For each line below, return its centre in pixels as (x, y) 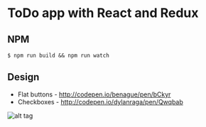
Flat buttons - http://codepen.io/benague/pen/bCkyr (94, 94)
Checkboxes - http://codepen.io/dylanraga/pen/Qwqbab (100, 101)
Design (23, 77)
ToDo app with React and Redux (103, 13)
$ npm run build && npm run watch (59, 55)
